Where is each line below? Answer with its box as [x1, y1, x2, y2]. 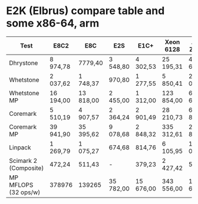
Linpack [9, 143, 31, 151]
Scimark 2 [9, 156, 38, 165]
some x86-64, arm [6, 16, 100, 30]
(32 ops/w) [9, 188, 41, 196]
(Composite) [9, 163, 44, 172]
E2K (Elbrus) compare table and [6, 4, 165, 18]
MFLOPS [9, 180, 34, 189]
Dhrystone [9, 59, 38, 67]
